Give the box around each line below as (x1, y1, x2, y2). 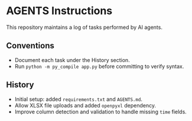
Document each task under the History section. (14, 56, 130, 63)
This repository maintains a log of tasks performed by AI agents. (6, 24, 162, 31)
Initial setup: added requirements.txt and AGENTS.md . (14, 96, 143, 103)
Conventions (6, 41, 55, 51)
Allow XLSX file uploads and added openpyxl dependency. (14, 102, 157, 109)
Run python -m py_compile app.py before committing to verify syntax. (14, 63, 184, 70)
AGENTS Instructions (6, 4, 113, 18)
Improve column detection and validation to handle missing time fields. (14, 108, 187, 115)
